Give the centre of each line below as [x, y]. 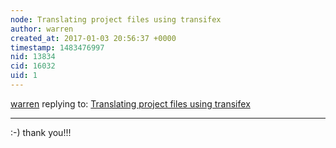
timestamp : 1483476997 [57, 47]
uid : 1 [24, 76]
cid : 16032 [33, 66]
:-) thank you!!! [41, 132]
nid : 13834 [33, 57]
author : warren [42, 29]
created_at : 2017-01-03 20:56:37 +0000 [93, 38]
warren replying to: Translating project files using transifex [130, 103]
